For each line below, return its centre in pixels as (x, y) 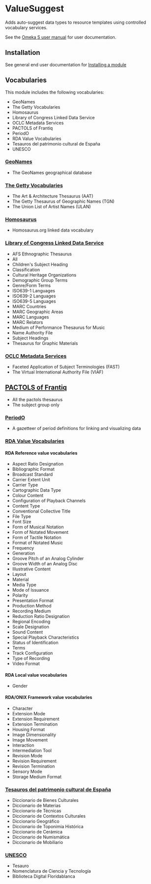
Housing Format (29, 729)
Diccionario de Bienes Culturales (45, 800)
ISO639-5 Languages (34, 301)
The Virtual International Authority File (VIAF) (58, 372)
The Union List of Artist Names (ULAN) (51, 207)
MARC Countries (29, 306)
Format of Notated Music (37, 543)
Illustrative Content (31, 569)
